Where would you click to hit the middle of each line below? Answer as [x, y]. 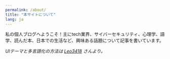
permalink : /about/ [26, 10]
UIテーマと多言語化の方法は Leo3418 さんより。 [55, 51]
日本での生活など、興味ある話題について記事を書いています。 [100, 40]
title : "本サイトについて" [31, 15]
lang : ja [14, 19]
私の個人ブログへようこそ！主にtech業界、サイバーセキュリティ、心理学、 [83, 34]
